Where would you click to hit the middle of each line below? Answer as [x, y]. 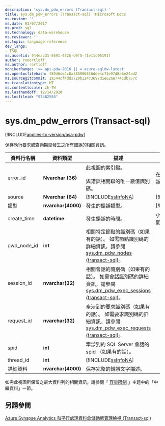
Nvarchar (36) [60, 178]
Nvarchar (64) [60, 197]
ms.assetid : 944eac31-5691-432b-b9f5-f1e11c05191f [58, 55]
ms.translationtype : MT [29, 83]
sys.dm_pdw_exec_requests [118, 328]
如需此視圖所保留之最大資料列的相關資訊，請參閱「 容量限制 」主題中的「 [79, 382]
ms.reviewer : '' [22, 37]
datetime [54, 219]
